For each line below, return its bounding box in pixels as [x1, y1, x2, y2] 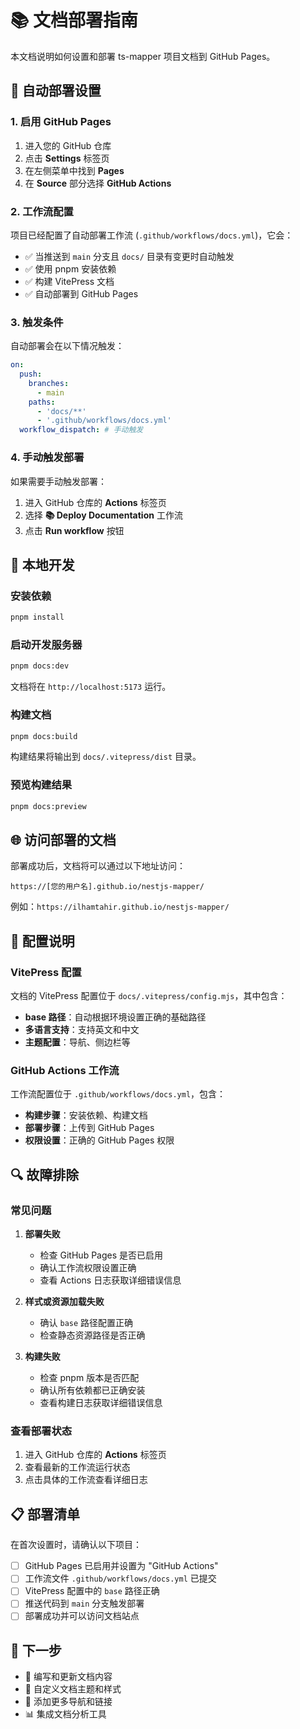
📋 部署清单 [10, 1506, 81, 1523]
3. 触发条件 [10, 315, 64, 329]
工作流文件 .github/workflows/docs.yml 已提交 [24, 1572, 217, 1585]
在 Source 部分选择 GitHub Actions [24, 177, 172, 189]
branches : [28, 378, 70, 388]
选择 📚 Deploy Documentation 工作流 [24, 509, 183, 521]
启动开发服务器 [10, 638, 83, 651]
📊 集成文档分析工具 [24, 1708, 107, 1720]
